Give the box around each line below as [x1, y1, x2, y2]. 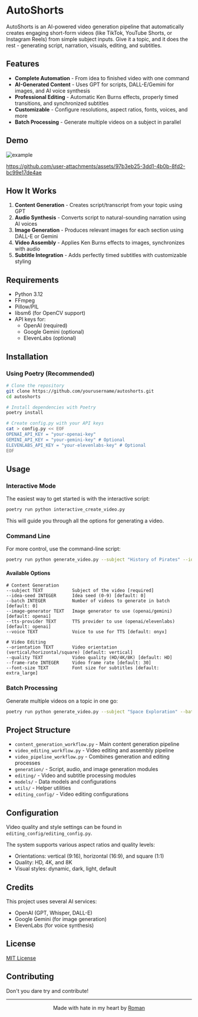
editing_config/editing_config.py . [6, 830, 93, 837]
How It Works [6, 186, 57, 196]
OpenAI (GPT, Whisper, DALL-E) [14, 909, 93, 917]
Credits [6, 882, 34, 892]
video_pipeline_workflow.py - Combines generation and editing [14, 753, 170, 761]
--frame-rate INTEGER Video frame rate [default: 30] [6, 660, 151, 666]
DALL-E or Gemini [14, 233, 58, 240]
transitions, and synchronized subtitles [14, 100, 109, 107]
